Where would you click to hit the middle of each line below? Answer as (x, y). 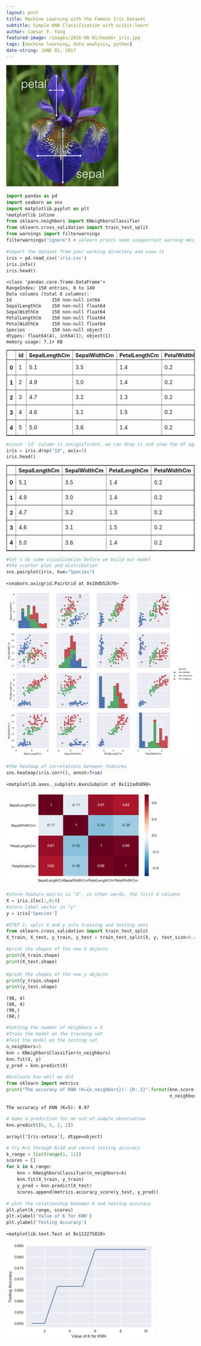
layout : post (22, 13)
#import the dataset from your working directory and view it (85, 251)
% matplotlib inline (31, 215)
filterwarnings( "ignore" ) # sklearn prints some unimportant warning (95, 240)
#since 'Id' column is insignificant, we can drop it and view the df (96, 444)
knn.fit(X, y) (24, 1059)
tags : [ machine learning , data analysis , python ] (69, 44)
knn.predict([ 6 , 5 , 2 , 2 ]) (40, 1125)
